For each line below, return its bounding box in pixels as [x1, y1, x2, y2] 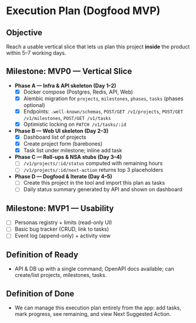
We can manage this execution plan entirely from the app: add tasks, [14, 304, 181, 311]
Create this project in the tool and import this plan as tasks [23, 179, 165, 187]
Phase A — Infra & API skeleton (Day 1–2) [14, 82, 117, 89]
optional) [23, 101, 45, 108]
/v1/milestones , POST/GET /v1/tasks [23, 115, 111, 121]
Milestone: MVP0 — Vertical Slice [6, 66, 132, 76]
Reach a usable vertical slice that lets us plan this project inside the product [6, 43, 190, 50]
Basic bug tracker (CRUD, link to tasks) [14, 225, 109, 233]
